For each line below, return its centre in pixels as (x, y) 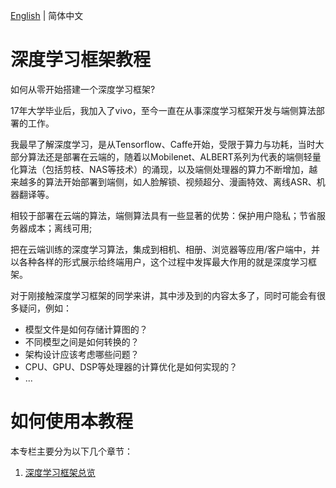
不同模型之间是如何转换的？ (82, 341)
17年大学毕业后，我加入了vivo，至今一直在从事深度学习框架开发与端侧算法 (163, 110)
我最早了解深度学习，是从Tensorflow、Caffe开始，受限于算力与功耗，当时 (163, 144)
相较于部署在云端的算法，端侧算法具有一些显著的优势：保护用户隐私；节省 (163, 215)
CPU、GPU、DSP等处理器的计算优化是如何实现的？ (131, 366)
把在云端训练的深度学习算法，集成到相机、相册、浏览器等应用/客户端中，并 (165, 249)
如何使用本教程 (72, 421)
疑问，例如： (45, 308)
